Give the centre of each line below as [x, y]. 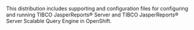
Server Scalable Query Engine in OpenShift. [59, 21]
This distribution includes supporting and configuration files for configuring [97, 9]
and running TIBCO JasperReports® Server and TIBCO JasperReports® [92, 15]
